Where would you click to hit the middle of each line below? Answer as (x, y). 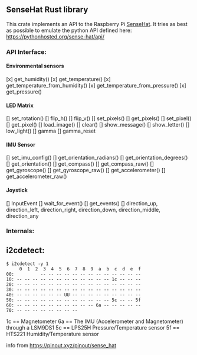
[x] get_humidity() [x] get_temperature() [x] (58, 79)
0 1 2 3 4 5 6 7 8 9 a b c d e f (80, 269)
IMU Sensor (21, 144)
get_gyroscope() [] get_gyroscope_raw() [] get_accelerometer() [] (86, 170)
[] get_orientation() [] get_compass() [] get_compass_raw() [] (80, 164)
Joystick (17, 190)
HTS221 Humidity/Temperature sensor (52, 334)
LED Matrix (20, 105)
